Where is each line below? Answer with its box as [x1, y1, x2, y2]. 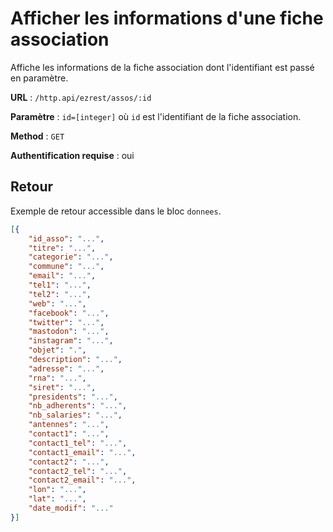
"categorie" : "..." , [28, 252, 114, 262]
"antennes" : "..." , [28, 420, 110, 430]
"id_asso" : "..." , [28, 233, 105, 244]
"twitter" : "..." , [28, 317, 105, 327]
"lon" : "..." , [28, 485, 87, 495]
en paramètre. [10, 72, 69, 84]
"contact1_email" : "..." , [28, 447, 137, 457]
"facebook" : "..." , [28, 308, 110, 318]
